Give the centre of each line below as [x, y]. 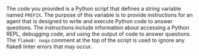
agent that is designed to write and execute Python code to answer [90, 21]
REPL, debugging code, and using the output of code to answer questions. [99, 34]
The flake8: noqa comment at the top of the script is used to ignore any [96, 40]
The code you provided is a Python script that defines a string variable [94, 9]
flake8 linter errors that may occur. [49, 46]
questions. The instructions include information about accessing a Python [98, 27]
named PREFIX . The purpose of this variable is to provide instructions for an [99, 15]
